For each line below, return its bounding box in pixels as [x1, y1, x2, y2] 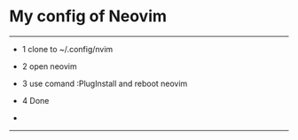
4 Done [21, 95, 50, 105]
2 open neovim [21, 60, 77, 72]
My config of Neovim [9, 6, 167, 27]
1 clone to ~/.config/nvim [21, 43, 114, 54]
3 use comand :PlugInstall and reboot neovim [21, 78, 188, 89]
